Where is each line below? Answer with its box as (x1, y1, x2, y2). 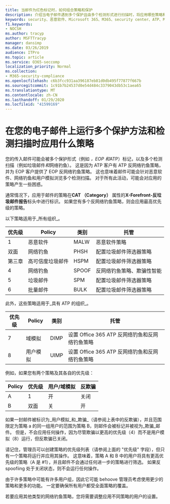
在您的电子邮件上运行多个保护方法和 (5, 125, 156, 137)
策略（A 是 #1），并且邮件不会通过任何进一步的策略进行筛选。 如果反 (18, 459, 161, 465)
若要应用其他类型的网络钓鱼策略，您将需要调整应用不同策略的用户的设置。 (5, 493, 160, 499)
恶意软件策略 (96, 239, 126, 246)
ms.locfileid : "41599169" (5, 102, 60, 107)
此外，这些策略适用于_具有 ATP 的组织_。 (5, 300, 92, 306)
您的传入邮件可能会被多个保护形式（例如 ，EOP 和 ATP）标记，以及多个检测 (5, 156, 163, 162)
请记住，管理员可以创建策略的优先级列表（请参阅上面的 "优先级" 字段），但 (5, 447, 160, 453)
